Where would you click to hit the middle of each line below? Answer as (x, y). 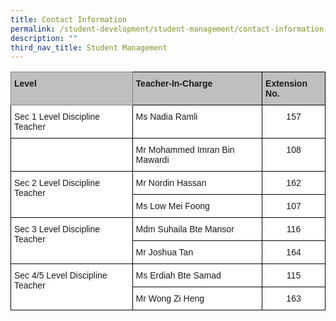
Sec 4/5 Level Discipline (61, 275)
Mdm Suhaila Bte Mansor (185, 229)
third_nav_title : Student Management (89, 47)
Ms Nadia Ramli (166, 117)
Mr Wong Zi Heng (170, 299)
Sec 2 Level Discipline (57, 183)
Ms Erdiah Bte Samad (178, 275)
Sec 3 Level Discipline (57, 229)
